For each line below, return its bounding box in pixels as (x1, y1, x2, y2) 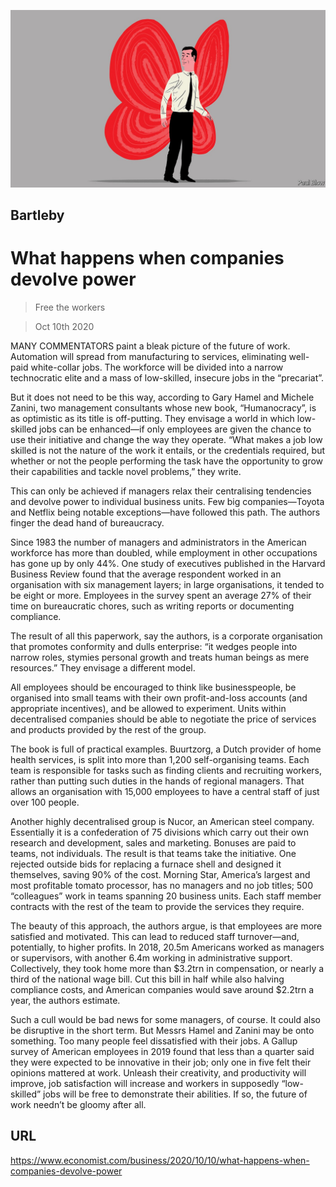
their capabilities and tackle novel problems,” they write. (10, 465, 242, 477)
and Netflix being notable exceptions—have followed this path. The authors (10, 506, 321, 518)
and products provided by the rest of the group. (10, 723, 207, 735)
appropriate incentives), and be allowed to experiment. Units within (10, 702, 287, 714)
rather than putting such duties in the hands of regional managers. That (10, 775, 305, 787)
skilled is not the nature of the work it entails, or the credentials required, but (10, 444, 326, 456)
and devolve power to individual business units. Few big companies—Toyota (10, 495, 325, 507)
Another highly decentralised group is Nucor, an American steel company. (10, 815, 315, 827)
